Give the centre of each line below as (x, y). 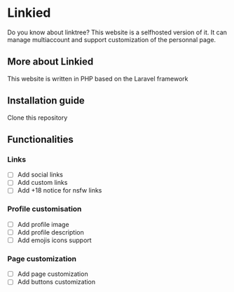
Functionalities (40, 139)
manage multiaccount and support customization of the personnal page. (111, 39)
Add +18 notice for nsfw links (60, 190)
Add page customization (53, 274)
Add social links (40, 175)
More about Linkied (50, 62)
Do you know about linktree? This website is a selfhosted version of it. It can (117, 32)
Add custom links (42, 183)
